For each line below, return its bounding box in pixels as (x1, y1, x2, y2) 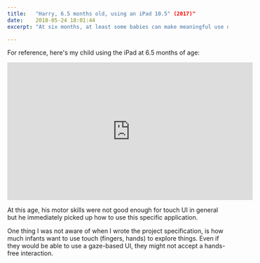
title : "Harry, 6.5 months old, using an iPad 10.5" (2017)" (7, 10, 196, 17)
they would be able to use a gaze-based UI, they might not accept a (7, 242, 203, 250)
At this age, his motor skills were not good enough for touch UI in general (7, 206, 219, 214)
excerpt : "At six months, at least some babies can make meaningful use (7, 23, 224, 30)
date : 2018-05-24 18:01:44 (7, 17, 96, 24)
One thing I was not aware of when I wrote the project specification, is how (7, 227, 224, 235)
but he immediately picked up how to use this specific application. (7, 213, 198, 222)
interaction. (20, 249, 54, 257)
